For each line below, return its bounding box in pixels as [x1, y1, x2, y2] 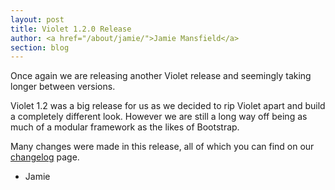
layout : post [10, 14, 65, 25]
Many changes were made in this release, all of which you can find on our [10, 141, 315, 153]
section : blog [10, 42, 70, 53]
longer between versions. [10, 81, 116, 93]
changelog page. [10, 151, 80, 163]
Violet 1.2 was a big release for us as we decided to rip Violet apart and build [10, 100, 326, 112]
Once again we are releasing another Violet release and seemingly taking [10, 70, 312, 82]
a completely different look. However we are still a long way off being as [10, 111, 308, 123]
